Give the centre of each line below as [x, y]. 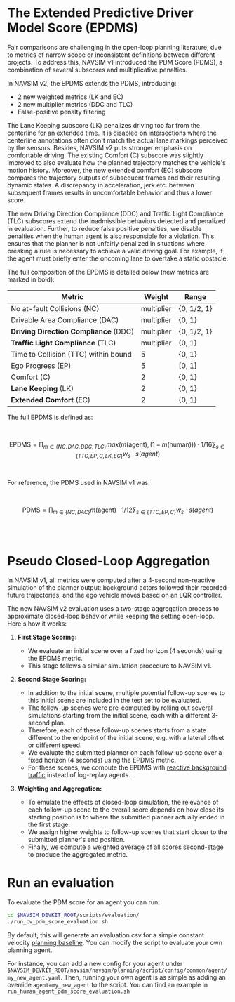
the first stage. [49, 825]
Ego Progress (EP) [41, 365]
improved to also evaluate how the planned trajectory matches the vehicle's [116, 162]
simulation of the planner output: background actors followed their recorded [117, 588]
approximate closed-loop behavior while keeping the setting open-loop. [111, 617]
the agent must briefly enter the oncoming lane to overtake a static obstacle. [118, 258]
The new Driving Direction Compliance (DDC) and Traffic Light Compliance [115, 213]
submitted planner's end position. [76, 840]
